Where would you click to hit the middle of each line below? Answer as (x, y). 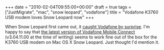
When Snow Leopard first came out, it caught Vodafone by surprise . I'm (78, 27)
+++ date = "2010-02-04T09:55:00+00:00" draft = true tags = (68, 7)
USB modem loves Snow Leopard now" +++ (50, 17)
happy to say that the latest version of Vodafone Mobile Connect (70, 32)
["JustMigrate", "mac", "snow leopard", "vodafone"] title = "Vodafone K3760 (82, 12)
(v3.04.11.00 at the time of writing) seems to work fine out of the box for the (81, 37)
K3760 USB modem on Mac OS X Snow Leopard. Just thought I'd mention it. (82, 42)
